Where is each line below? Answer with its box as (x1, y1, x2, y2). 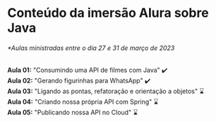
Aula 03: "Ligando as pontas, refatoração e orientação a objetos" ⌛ (7, 87, 205, 96)
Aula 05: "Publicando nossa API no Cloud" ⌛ (7, 108, 138, 117)
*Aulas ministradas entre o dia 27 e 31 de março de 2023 (7, 44, 175, 52)
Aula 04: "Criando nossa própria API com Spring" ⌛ (7, 97, 159, 106)
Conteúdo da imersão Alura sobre (7, 5, 210, 21)
